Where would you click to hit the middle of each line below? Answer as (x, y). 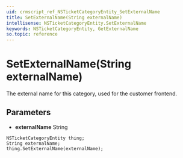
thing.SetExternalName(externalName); (55, 148)
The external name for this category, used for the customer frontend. (92, 93)
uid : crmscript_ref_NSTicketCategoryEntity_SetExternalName (83, 12)
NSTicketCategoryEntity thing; (45, 138)
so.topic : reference (32, 34)
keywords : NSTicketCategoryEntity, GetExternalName (72, 29)
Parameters (29, 112)
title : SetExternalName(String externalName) (64, 17)
